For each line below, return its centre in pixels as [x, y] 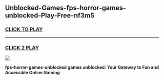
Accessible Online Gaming [32, 72]
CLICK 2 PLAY [22, 48]
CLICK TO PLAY [24, 30]
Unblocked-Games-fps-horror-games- [66, 8]
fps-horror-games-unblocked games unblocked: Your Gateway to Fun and [82, 67]
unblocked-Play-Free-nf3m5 [50, 16]
